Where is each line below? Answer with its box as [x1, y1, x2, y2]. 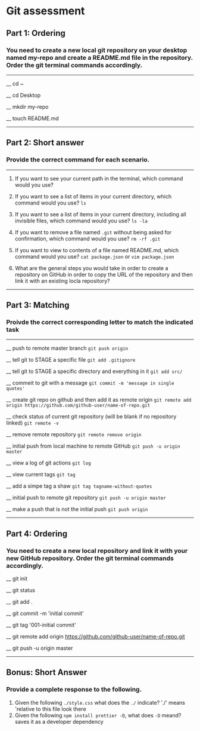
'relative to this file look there [14, 705, 86, 712]
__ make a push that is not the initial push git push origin [6, 506, 148, 513]
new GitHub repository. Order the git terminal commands [6, 554, 174, 562]
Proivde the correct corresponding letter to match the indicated [6, 318, 193, 326]
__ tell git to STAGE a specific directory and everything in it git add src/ [6, 368, 183, 375]
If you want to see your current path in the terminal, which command [14, 175, 183, 182]
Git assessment [6, 4, 85, 18]
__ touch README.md [6, 115, 60, 122]
